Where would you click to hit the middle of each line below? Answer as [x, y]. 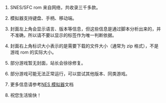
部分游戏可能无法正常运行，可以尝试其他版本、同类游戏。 [70, 74]
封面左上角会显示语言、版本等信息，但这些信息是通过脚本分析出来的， [83, 29]
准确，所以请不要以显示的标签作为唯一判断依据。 [66, 35]
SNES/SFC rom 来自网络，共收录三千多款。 [55, 7]
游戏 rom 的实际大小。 [33, 52]
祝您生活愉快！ [26, 95]
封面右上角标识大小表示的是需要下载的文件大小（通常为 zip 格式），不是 [84, 46]
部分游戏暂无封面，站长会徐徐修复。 [48, 63]
